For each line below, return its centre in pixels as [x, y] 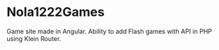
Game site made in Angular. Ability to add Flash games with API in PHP [109, 31]
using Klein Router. [34, 38]
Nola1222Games [56, 12]
